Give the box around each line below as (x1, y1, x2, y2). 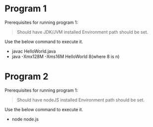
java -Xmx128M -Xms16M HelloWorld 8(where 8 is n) (11, 53, 120, 60)
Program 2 (4, 71, 49, 82)
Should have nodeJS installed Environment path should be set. (16, 97, 145, 103)
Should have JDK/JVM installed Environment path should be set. (16, 29, 149, 35)
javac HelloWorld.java (11, 48, 56, 54)
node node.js (11, 116, 39, 122)
